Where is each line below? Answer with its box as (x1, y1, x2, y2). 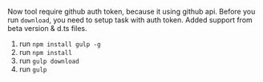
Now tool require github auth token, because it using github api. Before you (7, 7, 256, 16)
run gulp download (18, 56, 79, 65)
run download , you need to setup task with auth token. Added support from (7, 15, 253, 25)
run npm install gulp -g (18, 39, 101, 49)
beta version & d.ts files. (7, 24, 87, 33)
